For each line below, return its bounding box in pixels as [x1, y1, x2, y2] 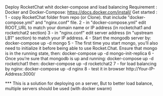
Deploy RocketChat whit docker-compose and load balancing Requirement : [5, 4, 157, 10]
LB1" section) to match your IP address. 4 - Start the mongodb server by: [5, 35, 152, 41]
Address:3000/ [5, 71, 36, 77]
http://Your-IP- [126, 66, 155, 72]
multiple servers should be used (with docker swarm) [5, 86, 112, 91]
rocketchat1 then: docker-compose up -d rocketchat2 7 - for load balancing [5, 61, 157, 66]
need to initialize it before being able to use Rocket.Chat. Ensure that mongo [5, 46, 157, 51]
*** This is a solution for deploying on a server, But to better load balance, [5, 80, 153, 86]
